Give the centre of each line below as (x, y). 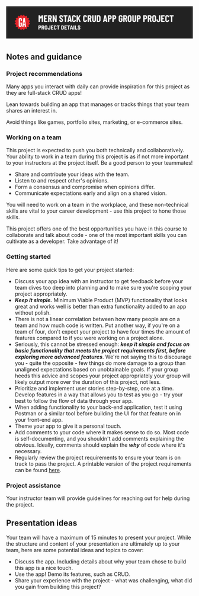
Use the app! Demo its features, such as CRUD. (72, 574)
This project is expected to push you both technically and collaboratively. (95, 150)
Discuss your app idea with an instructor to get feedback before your (99, 281)
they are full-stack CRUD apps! (44, 92)
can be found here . (38, 470)
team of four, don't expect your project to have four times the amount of (102, 331)
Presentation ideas (42, 523)
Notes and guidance (44, 57)
